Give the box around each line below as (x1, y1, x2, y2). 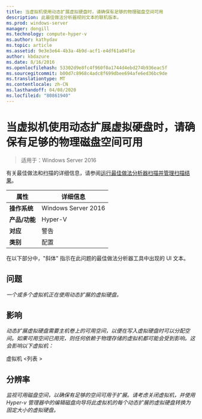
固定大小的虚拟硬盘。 (6, 406, 59, 414)
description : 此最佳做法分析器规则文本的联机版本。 (6, 14, 122, 20)
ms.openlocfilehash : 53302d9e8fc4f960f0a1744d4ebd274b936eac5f (6, 64, 168, 71)
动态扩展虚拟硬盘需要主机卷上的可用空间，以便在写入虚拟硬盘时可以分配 (6, 327, 185, 334)
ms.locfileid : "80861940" (6, 93, 71, 99)
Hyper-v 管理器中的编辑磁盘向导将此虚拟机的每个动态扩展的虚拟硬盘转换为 (6, 399, 191, 406)
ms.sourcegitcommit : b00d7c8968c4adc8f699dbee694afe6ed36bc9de (6, 70, 168, 76)
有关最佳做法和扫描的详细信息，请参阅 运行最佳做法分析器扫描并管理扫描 (6, 169, 185, 176)
